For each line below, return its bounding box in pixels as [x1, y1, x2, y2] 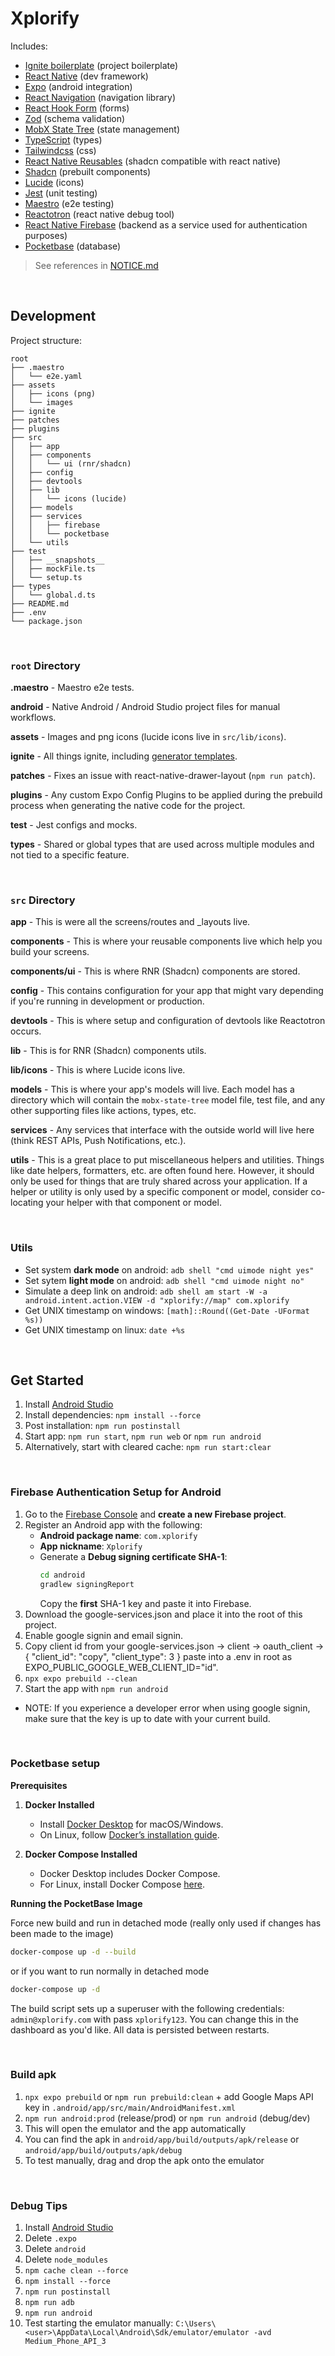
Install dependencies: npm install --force [24, 1409, 202, 1421]
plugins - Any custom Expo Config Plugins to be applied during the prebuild [10, 789, 323, 801]
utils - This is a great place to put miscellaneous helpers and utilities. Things [10, 1154, 325, 1166]
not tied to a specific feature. [10, 849, 130, 861]
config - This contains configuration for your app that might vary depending [10, 985, 324, 997]
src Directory [10, 893, 76, 907]
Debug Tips [10, 2198, 68, 2212]
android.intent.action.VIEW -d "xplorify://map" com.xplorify [24, 1295, 290, 1306]
